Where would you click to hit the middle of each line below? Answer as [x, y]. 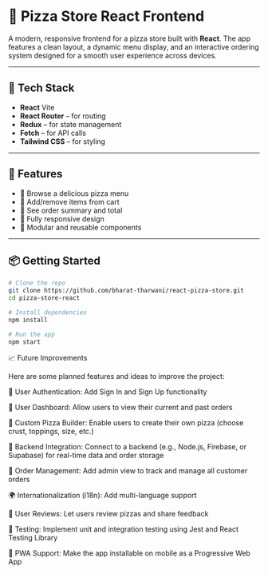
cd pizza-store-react [44, 298]
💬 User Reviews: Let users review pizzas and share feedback [108, 513]
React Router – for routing [63, 116]
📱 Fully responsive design [62, 218]
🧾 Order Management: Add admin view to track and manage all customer [128, 470]
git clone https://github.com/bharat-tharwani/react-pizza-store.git [126, 291]
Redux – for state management [71, 124]
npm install [28, 320]
